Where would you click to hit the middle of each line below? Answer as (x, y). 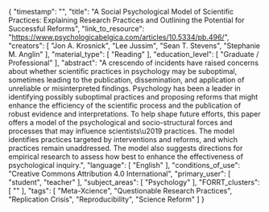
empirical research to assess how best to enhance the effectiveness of (126, 157)
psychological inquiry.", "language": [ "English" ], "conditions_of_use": (124, 165)
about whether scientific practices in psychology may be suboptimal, (123, 71)
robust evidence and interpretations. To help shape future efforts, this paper (134, 114)
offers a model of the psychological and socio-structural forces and (120, 122)
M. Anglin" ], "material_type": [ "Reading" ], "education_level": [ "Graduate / (134, 54)
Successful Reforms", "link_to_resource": (77, 29)
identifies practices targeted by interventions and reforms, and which (123, 139)
